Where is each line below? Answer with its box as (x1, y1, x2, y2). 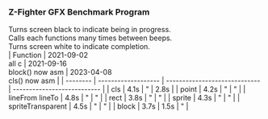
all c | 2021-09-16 (8, 59, 67, 68)
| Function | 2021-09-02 (8, 51, 89, 60)
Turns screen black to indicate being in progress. (8, 25, 171, 35)
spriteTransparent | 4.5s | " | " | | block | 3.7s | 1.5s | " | (8, 101, 189, 111)
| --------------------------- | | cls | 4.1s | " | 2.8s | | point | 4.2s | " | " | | (8, 84, 246, 94)
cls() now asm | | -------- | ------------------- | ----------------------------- (8, 76, 261, 86)
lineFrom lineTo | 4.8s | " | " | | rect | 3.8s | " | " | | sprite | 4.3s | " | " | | (8, 93, 241, 103)
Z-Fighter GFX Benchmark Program (8, 6, 150, 18)
